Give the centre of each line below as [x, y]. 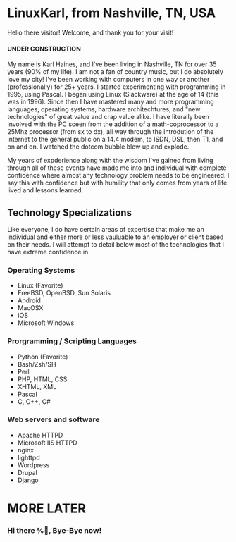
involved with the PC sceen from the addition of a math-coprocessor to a [113, 124]
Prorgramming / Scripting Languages [72, 341]
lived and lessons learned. [45, 190]
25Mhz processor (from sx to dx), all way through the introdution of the [111, 132]
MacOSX [30, 308]
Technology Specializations [70, 213]
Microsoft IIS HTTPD [47, 443]
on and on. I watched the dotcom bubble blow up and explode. [98, 147]
